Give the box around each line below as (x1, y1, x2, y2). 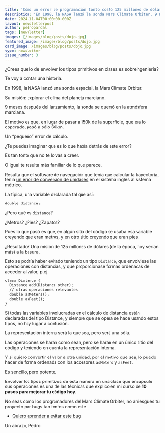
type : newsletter (5, 48, 41, 53)
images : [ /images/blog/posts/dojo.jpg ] (5, 35, 87, 40)
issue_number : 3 (5, 52, 38, 58)
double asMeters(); (9, 292, 50, 297)
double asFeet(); (9, 296, 45, 302)
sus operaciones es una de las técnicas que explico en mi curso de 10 (5, 383, 147, 389)
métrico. (5, 182, 22, 188)
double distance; (5, 201, 41, 206)
